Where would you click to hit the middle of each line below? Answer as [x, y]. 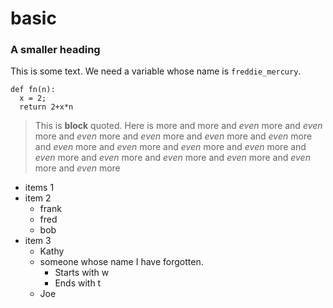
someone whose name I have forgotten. [121, 262]
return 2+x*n [46, 107]
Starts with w [82, 273]
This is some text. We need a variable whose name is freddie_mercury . [156, 71]
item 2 [38, 198]
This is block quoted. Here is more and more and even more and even [178, 126]
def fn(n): [33, 90]
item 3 [38, 241]
